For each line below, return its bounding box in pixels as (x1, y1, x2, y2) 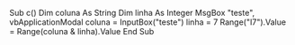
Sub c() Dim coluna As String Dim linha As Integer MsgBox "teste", (9, 8, 255, 18)
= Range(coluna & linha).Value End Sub (9, 26, 155, 36)
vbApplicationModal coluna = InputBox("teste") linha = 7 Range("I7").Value (9, 17, 286, 27)
